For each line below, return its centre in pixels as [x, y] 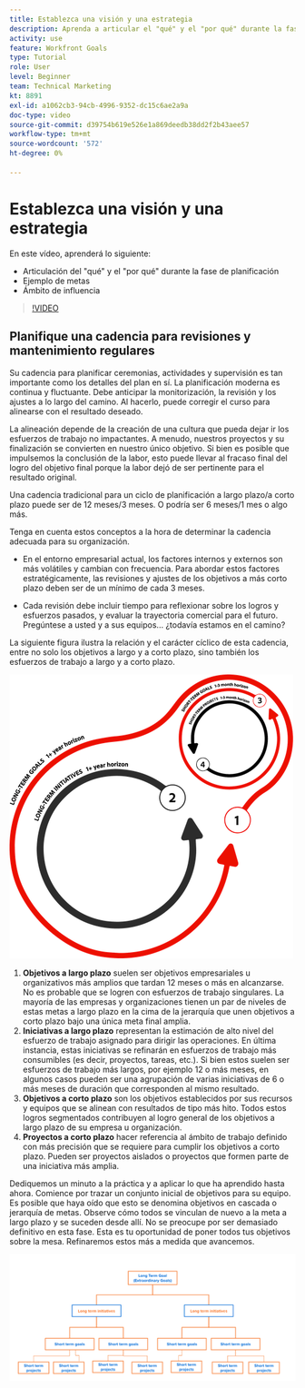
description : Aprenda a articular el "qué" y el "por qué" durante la [146, 29]
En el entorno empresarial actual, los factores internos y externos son [152, 559]
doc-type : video [40, 115]
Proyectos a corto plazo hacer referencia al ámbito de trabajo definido [155, 1136]
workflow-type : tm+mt [50, 134]
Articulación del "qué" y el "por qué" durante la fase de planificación [151, 271]
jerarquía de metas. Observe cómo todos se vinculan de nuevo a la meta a [148, 1212]
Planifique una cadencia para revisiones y [130, 337]
